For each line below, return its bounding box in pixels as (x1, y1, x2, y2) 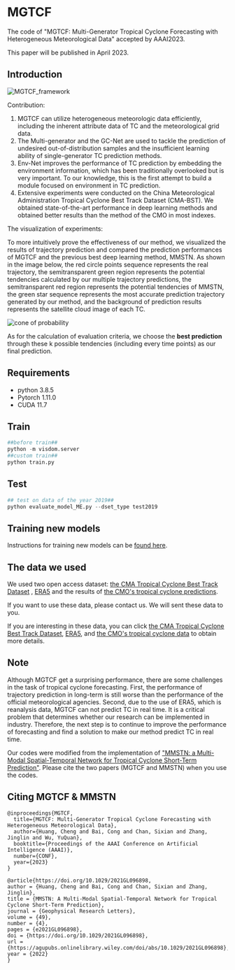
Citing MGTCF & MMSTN (7, 791, 117, 803)
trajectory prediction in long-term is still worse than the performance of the (7, 690, 224, 699)
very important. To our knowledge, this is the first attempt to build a (17, 173, 212, 182)
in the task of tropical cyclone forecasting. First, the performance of (7, 683, 203, 691)
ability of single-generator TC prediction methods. (17, 151, 162, 159)
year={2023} (13, 858, 49, 866)
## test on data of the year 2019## (7, 497, 114, 504)
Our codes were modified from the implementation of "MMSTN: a (7, 748, 196, 757)
